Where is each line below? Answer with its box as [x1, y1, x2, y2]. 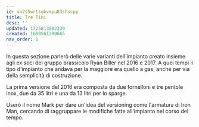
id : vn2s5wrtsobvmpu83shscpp [6, 8, 79, 15]
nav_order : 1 [6, 36, 39, 42]
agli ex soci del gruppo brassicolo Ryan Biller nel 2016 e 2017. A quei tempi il [6, 59, 194, 66]
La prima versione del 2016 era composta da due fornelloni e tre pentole [6, 83, 184, 90]
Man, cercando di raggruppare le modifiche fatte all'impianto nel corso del [6, 108, 189, 114]
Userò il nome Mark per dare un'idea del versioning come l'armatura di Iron [6, 101, 191, 108]
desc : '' [6, 20, 28, 26]
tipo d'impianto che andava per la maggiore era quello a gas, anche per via [6, 66, 190, 72]
